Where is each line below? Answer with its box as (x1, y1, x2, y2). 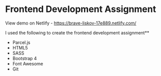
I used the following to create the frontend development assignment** (5, 29, 149, 35)
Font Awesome (12, 60, 43, 66)
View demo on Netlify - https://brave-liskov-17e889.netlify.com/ (5, 20, 136, 26)
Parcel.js (12, 39, 31, 45)
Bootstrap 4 (12, 55, 37, 61)
